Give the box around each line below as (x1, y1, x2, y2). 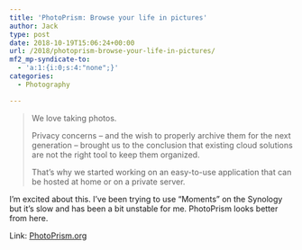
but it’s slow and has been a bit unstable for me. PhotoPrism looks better (9, 203, 279, 214)
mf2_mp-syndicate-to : (9, 55, 91, 64)
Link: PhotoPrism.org (9, 230, 87, 241)
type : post (9, 30, 50, 39)
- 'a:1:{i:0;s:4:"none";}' (17, 64, 119, 73)
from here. (9, 212, 49, 223)
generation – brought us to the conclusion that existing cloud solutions (31, 139, 293, 150)
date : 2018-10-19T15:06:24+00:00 (9, 38, 135, 48)
